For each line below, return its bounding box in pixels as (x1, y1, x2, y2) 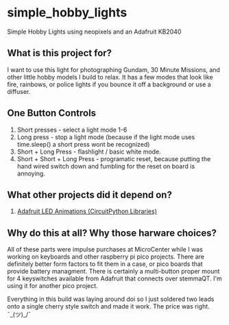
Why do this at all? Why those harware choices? (7, 227, 217, 239)
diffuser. (7, 87, 31, 95)
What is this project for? (7, 47, 112, 59)
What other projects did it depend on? (7, 189, 173, 200)
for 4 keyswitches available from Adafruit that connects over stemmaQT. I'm (7, 274, 223, 282)
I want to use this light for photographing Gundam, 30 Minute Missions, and (7, 65, 221, 73)
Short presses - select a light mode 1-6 (16, 125, 128, 134)
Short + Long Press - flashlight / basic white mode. (16, 147, 161, 156)
